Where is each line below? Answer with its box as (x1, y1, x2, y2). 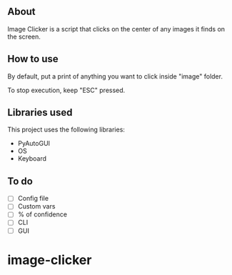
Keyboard (17, 154, 47, 163)
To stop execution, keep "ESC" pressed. (7, 86, 126, 94)
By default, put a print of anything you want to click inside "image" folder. (7, 71, 223, 81)
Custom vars (17, 202, 56, 211)
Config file (17, 194, 49, 203)
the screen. (7, 32, 41, 41)
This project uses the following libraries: (7, 125, 125, 134)
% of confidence (17, 210, 68, 219)
